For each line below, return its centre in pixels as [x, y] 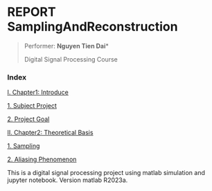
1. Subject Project [32, 106]
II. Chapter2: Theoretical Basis [50, 133]
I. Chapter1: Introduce [38, 92]
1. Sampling [24, 146]
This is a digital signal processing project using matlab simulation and [106, 173]
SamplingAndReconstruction [92, 27]
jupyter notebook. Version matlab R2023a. [68, 180]
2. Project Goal [28, 119]
